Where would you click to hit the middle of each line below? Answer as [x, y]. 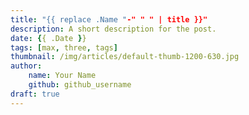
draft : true [35, 94]
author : [26, 66]
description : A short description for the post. [113, 29]
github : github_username [80, 85]
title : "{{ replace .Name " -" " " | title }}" [109, 19]
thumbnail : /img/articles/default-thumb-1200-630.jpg [125, 57]
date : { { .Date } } [48, 38]
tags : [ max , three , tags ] [64, 47]
